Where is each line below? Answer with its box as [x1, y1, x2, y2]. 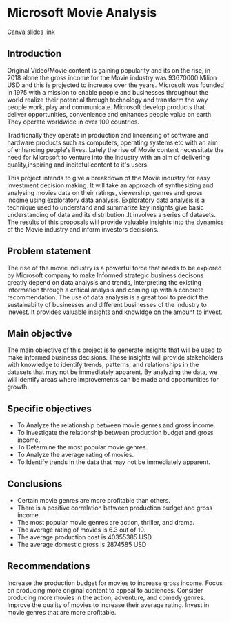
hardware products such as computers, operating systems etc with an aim [7, 138, 219, 147]
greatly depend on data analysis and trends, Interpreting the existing [7, 278, 202, 286]
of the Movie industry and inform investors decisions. [7, 225, 159, 233]
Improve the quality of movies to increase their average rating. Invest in [7, 600, 210, 609]
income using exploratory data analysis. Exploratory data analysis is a [7, 196, 205, 204]
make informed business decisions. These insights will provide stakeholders [7, 353, 223, 362]
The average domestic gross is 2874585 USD [17, 541, 147, 548]
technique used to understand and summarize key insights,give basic [7, 203, 205, 212]
